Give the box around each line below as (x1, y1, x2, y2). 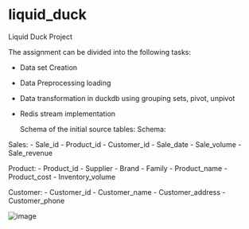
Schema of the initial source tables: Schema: (19, 124, 166, 134)
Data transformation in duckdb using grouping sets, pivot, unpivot (19, 93, 235, 103)
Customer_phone (8, 196, 65, 205)
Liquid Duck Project (8, 32, 73, 41)
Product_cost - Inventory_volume (8, 172, 116, 181)
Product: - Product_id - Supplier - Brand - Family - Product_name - (8, 163, 228, 173)
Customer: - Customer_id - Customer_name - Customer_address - (8, 187, 226, 196)
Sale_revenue (8, 148, 53, 157)
